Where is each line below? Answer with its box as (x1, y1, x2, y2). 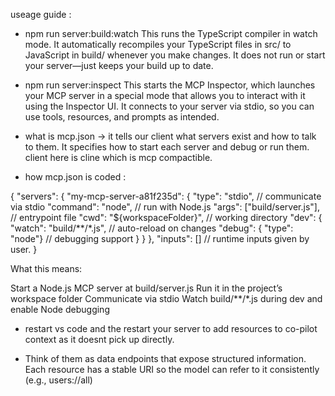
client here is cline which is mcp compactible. (24, 152, 213, 163)
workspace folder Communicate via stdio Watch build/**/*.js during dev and (10, 293, 323, 304)
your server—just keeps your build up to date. (24, 60, 214, 71)
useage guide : (10, 9, 72, 20)
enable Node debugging (10, 304, 110, 315)
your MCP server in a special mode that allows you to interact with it (24, 90, 306, 101)
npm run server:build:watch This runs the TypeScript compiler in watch (24, 28, 318, 39)
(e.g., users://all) (24, 374, 93, 386)
